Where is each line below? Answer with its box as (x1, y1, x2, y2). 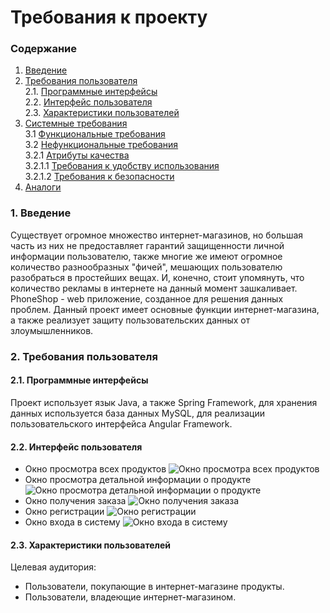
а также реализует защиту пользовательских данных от (10, 314, 251, 326)
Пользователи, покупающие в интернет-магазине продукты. (24, 581, 285, 593)
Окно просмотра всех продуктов (24, 463, 167, 475)
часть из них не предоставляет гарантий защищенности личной (10, 239, 285, 251)
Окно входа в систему (24, 516, 121, 528)
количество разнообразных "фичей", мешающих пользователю (10, 261, 283, 273)
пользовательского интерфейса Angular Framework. (10, 417, 233, 430)
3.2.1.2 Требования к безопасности (24, 171, 175, 183)
